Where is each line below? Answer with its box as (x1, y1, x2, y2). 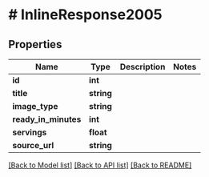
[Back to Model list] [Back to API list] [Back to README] (8, 160, 192, 170)
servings (12, 127, 47, 138)
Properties (8, 38, 62, 51)
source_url (12, 140, 54, 151)
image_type (12, 101, 58, 111)
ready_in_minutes (12, 114, 82, 125)
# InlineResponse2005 (8, 6, 163, 24)
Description (119, 62, 166, 72)
